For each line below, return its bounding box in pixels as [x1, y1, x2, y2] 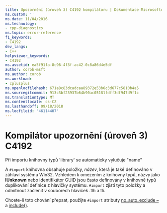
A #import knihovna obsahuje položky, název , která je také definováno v [5, 166, 153, 172]
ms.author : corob [5, 72, 41, 77]
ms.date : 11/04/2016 [5, 16, 48, 21]
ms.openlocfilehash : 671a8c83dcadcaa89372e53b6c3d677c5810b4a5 [5, 85, 139, 91]
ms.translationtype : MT [5, 95, 55, 100]
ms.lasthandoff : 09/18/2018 [5, 104, 64, 109]
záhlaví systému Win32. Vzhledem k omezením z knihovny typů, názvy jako [5, 171, 160, 177]
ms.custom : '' [5, 12, 35, 17]
